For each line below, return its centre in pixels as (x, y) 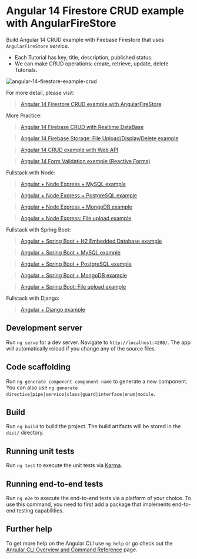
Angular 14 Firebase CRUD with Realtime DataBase (82, 127)
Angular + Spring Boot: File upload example (73, 286)
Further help (29, 529)
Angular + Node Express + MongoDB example (76, 207)
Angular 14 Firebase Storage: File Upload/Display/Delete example (99, 138)
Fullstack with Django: (33, 298)
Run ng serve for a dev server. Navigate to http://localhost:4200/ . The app (98, 342)
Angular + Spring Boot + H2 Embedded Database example (91, 241)
